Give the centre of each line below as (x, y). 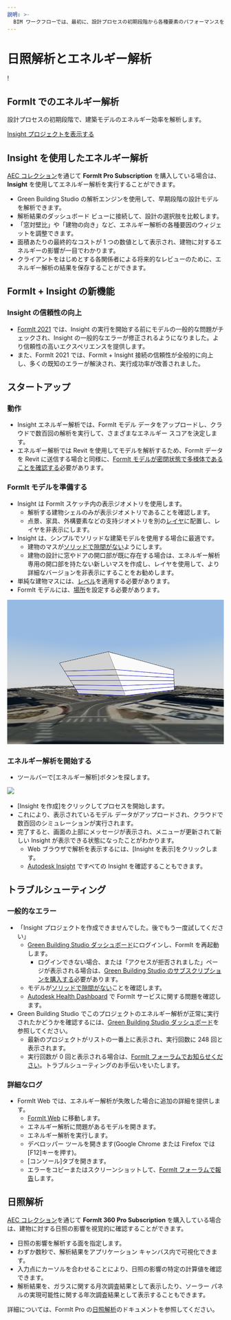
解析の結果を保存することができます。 (95, 268)
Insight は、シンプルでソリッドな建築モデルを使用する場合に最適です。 (118, 538)
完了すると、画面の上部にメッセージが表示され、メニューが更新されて (116, 832)
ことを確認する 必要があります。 (62, 468)
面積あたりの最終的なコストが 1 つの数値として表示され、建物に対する (117, 242)
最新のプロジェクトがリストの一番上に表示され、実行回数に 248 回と (125, 1039)
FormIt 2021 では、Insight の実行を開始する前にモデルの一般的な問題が (117, 329)
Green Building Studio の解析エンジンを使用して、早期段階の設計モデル (118, 199)
